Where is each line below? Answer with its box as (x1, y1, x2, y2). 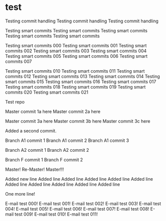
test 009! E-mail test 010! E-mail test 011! (14, 211, 98, 217)
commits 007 (5, 58, 32, 64)
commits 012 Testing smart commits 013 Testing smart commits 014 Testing (5, 73, 160, 79)
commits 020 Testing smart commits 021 (5, 89, 88, 95)
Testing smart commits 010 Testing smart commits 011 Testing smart (5, 68, 145, 74)
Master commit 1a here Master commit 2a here (5, 109, 101, 114)
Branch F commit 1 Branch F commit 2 (5, 156, 83, 163)
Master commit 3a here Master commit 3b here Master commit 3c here (5, 118, 151, 124)
